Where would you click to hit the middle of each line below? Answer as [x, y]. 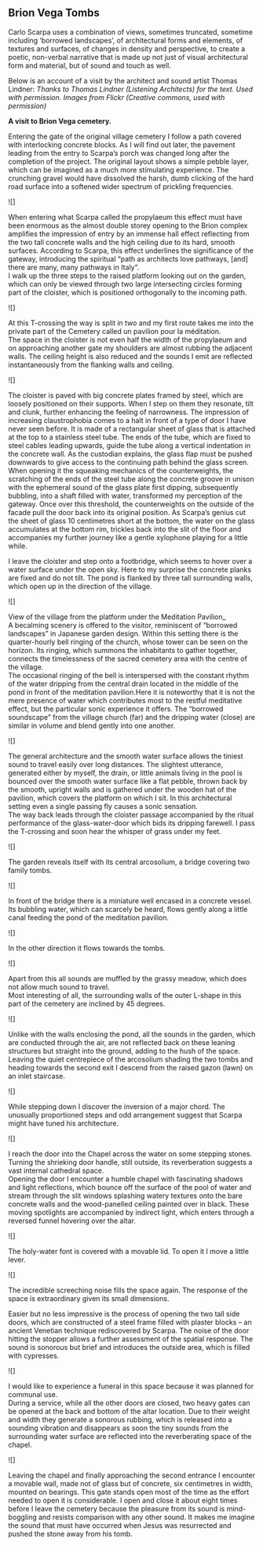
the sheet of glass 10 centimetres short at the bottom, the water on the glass [131, 521]
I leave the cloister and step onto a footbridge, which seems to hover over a [130, 561]
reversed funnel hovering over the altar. [72, 1221]
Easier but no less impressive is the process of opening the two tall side [124, 1314]
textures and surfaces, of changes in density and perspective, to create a [127, 48]
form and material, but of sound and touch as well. [89, 65]
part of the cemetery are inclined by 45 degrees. [87, 1003]
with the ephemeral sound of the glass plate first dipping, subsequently [123, 487]
